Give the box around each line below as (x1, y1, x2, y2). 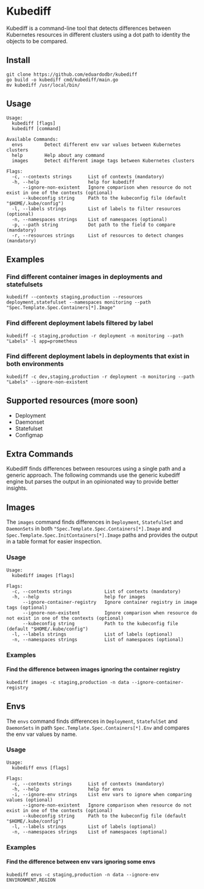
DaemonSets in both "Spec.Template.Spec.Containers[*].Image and (6, 525, 172, 532)
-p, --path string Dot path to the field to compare (12, 222, 175, 228)
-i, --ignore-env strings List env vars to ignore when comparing (12, 791, 192, 797)
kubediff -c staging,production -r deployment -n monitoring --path (6, 333, 184, 339)
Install (6, 55, 30, 65)
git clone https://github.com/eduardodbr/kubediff (6, 71, 138, 78)
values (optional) (6, 797, 53, 803)
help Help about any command (12, 152, 105, 158)
